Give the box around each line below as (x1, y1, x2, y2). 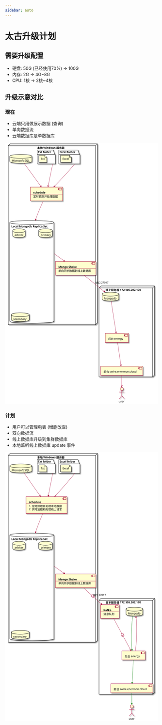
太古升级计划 (5, 31, 57, 42)
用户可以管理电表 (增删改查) (12, 424, 68, 430)
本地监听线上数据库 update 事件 (12, 442, 76, 448)
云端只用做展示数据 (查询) (12, 121, 64, 126)
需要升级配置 (5, 51, 44, 60)
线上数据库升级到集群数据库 (12, 436, 68, 442)
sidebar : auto (5, 8, 34, 13)
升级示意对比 (5, 93, 44, 101)
